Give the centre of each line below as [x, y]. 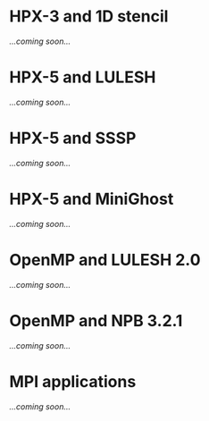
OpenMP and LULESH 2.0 [105, 260]
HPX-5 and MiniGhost [92, 199]
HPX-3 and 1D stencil [89, 17]
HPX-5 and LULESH [83, 77]
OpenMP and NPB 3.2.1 [96, 320]
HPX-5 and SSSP [73, 138]
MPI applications [73, 381]
